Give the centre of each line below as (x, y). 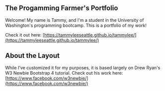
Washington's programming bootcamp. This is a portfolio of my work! (76, 25)
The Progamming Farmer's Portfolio (62, 8)
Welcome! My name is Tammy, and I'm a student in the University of (75, 20)
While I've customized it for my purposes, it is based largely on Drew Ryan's (83, 68)
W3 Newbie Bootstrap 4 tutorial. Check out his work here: (64, 73)
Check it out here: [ (25, 35)
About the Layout (32, 56)
